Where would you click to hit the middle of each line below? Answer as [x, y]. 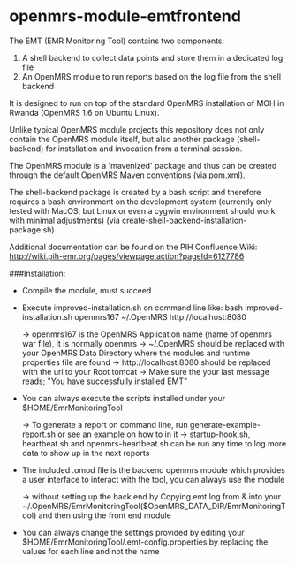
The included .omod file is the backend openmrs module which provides [153, 469]
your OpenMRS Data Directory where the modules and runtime [136, 353]
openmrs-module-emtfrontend [125, 16]
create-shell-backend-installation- [185, 220]
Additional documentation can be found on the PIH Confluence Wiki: [133, 247]
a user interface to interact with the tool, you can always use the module [153, 479]
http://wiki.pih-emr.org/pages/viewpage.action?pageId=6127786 [127, 256]
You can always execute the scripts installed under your [124, 398]
